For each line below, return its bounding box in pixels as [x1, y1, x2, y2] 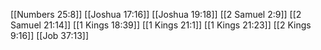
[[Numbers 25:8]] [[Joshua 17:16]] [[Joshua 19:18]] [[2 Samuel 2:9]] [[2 [10, 9, 302, 20]
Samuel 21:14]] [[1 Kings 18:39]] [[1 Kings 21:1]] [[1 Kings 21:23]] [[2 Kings [10, 19, 312, 31]
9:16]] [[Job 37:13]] [10, 30, 90, 41]
